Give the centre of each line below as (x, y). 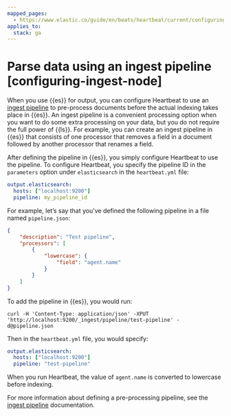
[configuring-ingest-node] (85, 81)
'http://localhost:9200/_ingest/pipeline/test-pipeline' (90, 320)
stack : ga (27, 33)
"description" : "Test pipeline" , (67, 237)
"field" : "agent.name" (89, 263)
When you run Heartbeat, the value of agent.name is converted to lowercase (114, 377)
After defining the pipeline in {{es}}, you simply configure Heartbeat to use (113, 157)
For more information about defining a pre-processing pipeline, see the (108, 398)
